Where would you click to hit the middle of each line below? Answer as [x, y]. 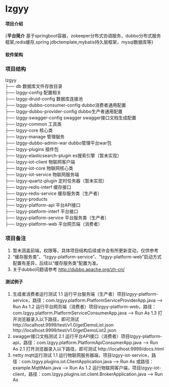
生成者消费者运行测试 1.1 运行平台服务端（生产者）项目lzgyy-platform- [85, 294]
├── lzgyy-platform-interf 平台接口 [42, 211]
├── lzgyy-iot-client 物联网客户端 [40, 162]
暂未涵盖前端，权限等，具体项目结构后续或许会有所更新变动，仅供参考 [86, 250]
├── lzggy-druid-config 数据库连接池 [44, 99]
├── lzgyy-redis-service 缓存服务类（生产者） [54, 193]
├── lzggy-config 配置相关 [33, 93]
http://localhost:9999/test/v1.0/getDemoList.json [63, 325]
